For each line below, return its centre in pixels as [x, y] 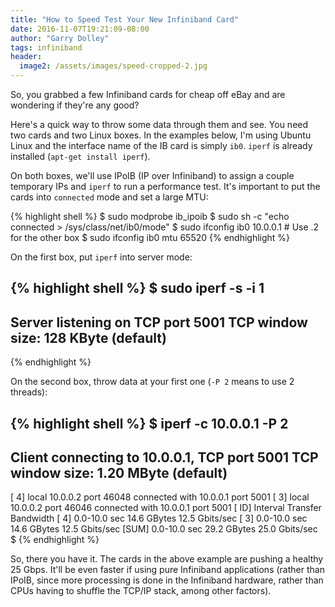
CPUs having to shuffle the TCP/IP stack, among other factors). [141, 591]
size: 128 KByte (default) [88, 337]
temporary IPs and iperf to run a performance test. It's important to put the [165, 186]
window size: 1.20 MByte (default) [119, 472]
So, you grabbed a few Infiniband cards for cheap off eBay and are [148, 94]
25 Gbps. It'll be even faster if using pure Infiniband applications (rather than [167, 570]
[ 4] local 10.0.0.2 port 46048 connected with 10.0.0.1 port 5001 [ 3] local [160, 497]
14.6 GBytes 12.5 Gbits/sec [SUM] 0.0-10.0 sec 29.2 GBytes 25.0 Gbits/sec [164, 529]
